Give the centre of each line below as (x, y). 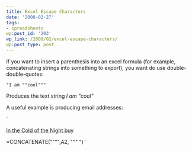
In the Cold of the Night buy (40, 130)
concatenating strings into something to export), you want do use (86, 68)
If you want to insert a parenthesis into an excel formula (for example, (91, 61)
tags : (13, 23)
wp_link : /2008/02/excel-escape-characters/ (62, 39)
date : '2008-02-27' (30, 17)
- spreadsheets (25, 28)
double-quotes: (25, 74)
